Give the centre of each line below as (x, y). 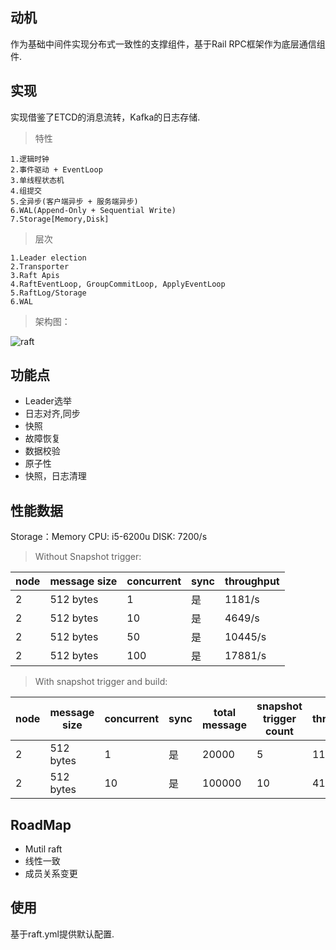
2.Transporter (40, 266)
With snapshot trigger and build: (101, 682)
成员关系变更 (51, 874)
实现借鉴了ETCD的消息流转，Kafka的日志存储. (105, 117)
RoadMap (41, 824)
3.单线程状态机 (37, 180)
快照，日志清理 (55, 476)
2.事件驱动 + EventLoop (56, 169)
